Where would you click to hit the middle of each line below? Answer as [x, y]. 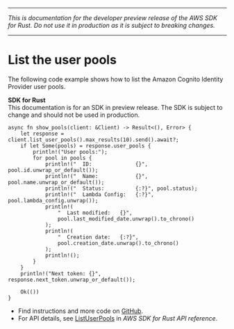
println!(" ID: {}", [97, 164]
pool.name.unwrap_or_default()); [56, 182]
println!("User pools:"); [70, 152]
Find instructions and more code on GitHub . [81, 311]
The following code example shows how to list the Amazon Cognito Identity [116, 79]
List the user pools [62, 60]
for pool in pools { [62, 158]
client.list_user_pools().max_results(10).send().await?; [93, 140]
